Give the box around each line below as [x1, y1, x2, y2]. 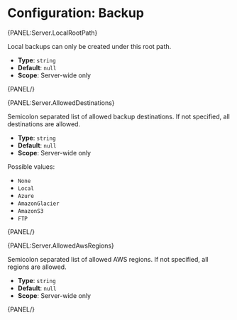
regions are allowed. [7, 263, 67, 271]
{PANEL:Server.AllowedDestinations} [7, 98, 115, 107]
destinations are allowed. [7, 119, 80, 128]
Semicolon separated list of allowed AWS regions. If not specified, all [7, 255, 209, 263]
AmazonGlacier [17, 200, 60, 207]
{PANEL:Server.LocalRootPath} [7, 28, 98, 37]
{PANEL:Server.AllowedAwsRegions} [7, 241, 115, 250]
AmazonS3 [17, 207, 44, 214]
